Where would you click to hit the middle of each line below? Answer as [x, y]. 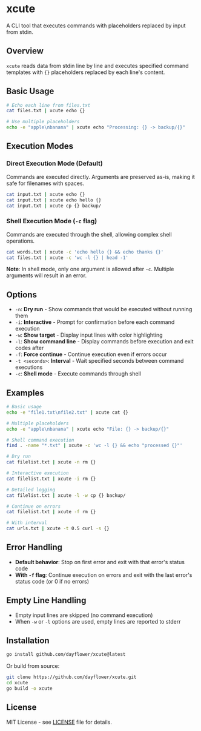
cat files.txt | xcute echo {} [46, 111]
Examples [25, 393]
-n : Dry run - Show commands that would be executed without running [104, 309]
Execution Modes [40, 147]
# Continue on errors [34, 506]
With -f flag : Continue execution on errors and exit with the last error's [104, 574]
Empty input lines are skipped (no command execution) [84, 615]
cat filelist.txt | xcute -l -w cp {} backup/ [66, 495]
